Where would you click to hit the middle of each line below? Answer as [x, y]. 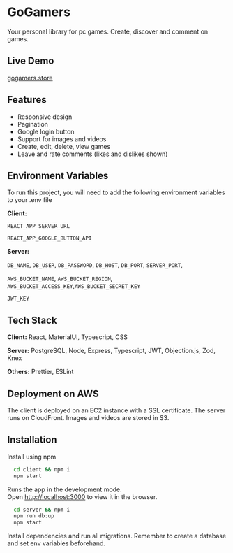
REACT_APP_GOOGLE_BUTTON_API [50, 238]
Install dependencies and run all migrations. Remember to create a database [117, 536]
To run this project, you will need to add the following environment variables [116, 192]
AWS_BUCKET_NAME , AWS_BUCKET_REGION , [60, 279]
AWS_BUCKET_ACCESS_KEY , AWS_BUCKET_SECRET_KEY [74, 286]
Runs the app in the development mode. [65, 489]
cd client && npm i [42, 469]
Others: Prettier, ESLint [40, 372]
